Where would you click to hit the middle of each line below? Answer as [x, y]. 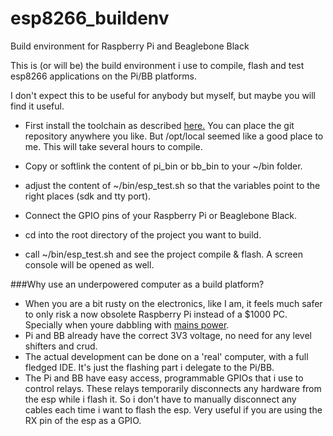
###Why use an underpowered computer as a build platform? [137, 284]
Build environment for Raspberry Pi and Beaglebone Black [130, 46]
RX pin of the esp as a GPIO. [83, 420]
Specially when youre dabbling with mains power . [127, 324]
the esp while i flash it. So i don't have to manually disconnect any [160, 399]
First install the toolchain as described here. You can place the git [159, 125]
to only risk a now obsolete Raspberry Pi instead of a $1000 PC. [156, 314]
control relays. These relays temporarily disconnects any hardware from [173, 388]
